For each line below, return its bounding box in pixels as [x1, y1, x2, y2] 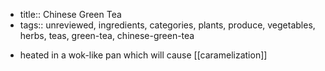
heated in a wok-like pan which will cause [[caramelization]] [19, 49, 268, 61]
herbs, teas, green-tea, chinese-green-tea [19, 30, 195, 41]
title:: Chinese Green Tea [19, 9, 122, 20]
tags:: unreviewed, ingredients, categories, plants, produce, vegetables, [19, 19, 316, 31]
